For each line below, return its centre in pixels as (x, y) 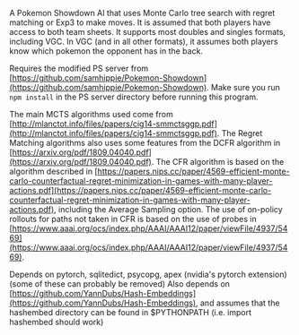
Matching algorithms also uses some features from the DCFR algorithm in (145, 143)
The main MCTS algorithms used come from (91, 114)
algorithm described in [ (53, 171)
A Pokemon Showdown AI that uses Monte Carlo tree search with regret (142, 13)
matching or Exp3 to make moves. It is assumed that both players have (140, 22)
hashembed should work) (57, 322)
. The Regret (240, 133)
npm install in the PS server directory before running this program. (134, 97)
